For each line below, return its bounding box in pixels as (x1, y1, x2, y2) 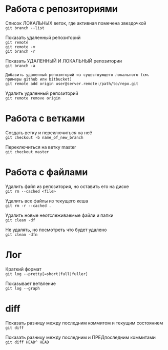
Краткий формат (5, 266, 42, 272)
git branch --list (5, 25, 45, 31)
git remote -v (5, 44, 36, 49)
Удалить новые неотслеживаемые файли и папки (5, 212, 114, 218)
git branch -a (5, 63, 36, 68)
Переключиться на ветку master (5, 144, 76, 150)
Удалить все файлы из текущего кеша (5, 198, 89, 204)
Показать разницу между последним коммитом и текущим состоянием (5, 320, 163, 326)
